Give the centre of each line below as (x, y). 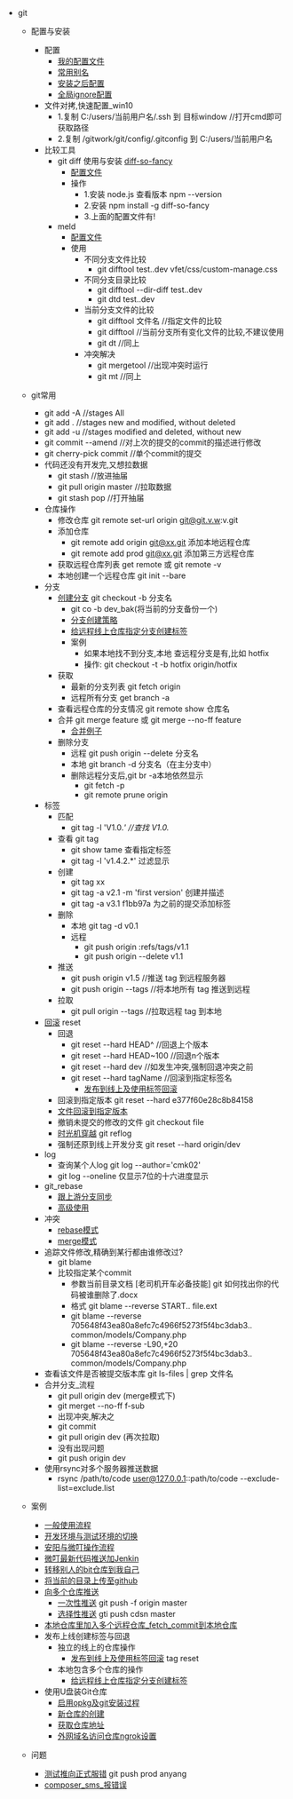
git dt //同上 (119, 343)
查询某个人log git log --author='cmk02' (129, 1165)
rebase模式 (78, 1230)
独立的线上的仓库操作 (96, 1647)
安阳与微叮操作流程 (79, 1547)
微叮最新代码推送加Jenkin (91, 1558)
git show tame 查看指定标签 (121, 850)
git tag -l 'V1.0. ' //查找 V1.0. (120, 828)
